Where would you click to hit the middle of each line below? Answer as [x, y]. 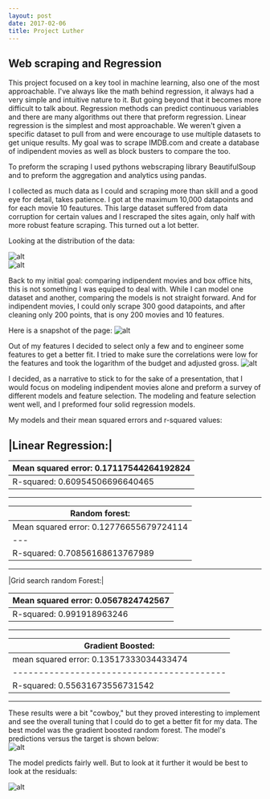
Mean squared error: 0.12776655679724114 [100, 527]
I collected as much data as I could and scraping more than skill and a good [133, 191]
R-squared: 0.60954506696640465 [83, 482]
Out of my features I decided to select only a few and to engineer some [126, 346]
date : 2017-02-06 [37, 23]
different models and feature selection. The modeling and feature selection [132, 396]
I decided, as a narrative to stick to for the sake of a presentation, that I [126, 379]
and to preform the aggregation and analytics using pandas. [108, 176]
